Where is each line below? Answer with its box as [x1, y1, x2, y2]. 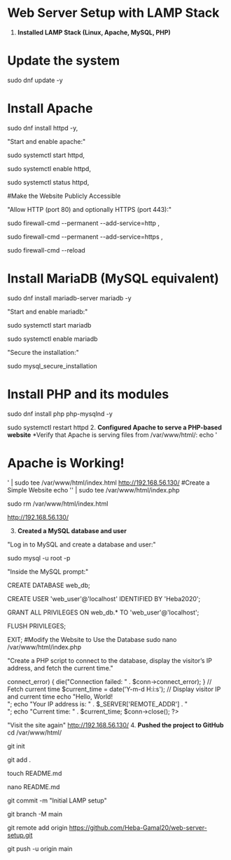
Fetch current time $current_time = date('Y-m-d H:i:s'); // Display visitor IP [7, 685, 221, 693]
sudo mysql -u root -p [7, 553, 71, 562]
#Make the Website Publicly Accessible [7, 192, 121, 200]
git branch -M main [7, 809, 63, 818]
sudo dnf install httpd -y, [7, 123, 78, 132]
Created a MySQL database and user [17, 526, 127, 535]
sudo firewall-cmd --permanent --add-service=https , [7, 232, 163, 241]
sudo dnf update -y [7, 76, 63, 84]
